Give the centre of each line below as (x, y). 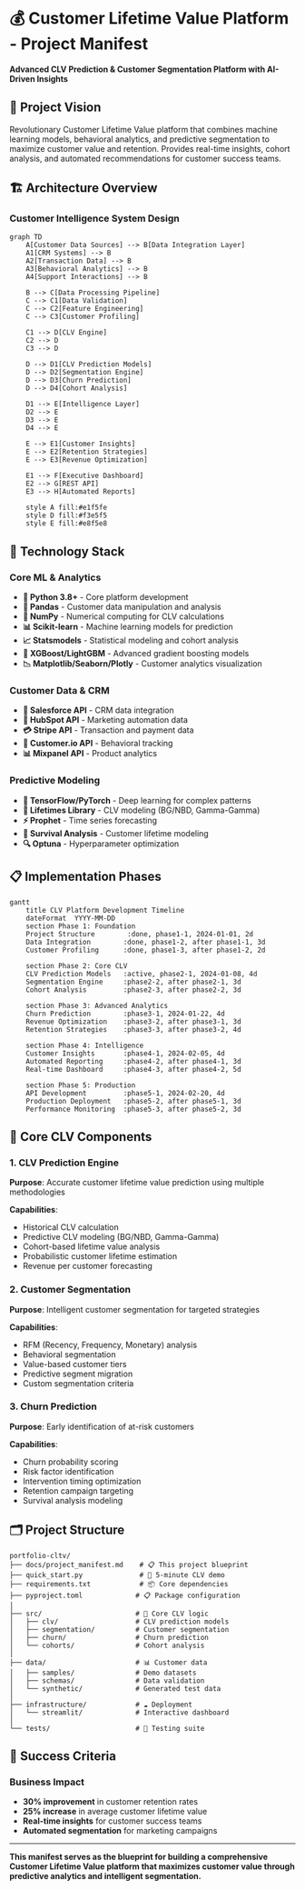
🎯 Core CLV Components (81, 1137)
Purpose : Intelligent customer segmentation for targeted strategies (135, 1309)
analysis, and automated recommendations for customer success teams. (145, 158)
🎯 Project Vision (55, 108)
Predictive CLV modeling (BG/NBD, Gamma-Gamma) (121, 1237)
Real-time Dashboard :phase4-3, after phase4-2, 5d (134, 1069)
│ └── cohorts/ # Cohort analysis (107, 1645)
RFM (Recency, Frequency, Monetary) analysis (110, 1345)
